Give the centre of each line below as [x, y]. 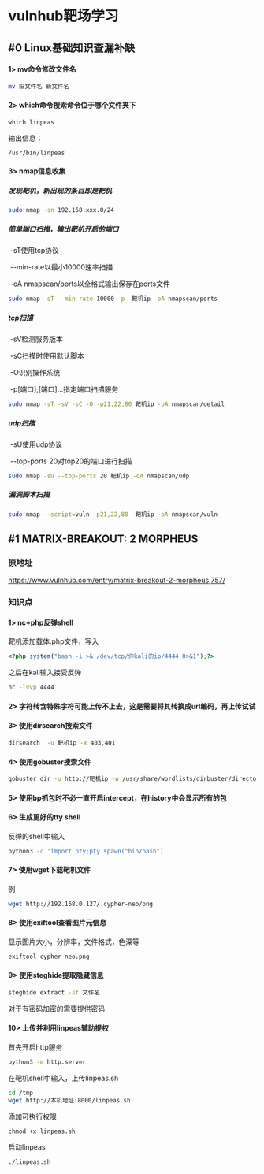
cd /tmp [21, 1093]
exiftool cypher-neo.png [49, 957]
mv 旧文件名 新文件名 [39, 86]
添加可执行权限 [32, 1116]
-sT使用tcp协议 [34, 251]
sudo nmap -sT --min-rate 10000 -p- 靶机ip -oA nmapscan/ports [113, 299]
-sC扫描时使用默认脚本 [47, 356]
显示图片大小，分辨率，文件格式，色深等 [74, 942]
